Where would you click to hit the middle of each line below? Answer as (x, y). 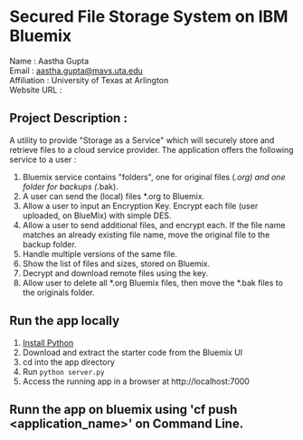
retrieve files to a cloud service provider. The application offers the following (151, 149)
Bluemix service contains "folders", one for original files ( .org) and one (154, 177)
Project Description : (69, 118)
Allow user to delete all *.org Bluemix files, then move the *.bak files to (152, 282)
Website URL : (36, 90)
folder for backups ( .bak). (71, 187)
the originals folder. (58, 292)
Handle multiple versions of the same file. (100, 253)
